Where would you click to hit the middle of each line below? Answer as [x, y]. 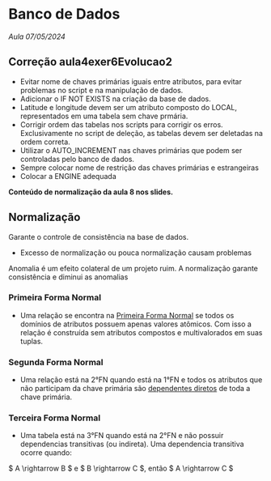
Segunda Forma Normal [56, 362]
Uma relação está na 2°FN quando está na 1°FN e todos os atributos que [141, 380]
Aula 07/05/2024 [37, 36]
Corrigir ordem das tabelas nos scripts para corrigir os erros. [122, 124]
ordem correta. [45, 142]
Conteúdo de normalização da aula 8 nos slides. [91, 192]
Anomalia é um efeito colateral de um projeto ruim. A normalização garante [133, 268]
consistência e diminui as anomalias [68, 277]
